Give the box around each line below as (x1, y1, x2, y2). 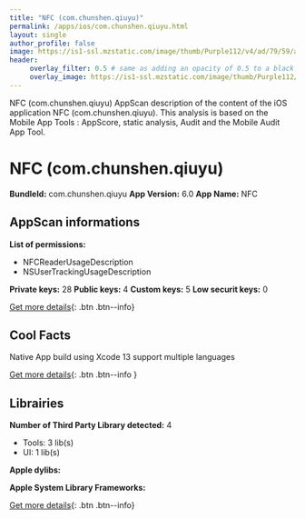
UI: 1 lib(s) (22, 447, 61, 458)
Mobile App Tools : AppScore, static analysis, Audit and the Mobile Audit (9, 116, 280, 127)
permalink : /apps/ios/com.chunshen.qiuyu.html (9, 22, 189, 31)
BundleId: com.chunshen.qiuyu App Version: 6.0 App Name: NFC (9, 188, 259, 199)
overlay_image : (29, 73, 88, 82)
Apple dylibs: (9, 464, 61, 475)
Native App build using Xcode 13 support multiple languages (9, 352, 236, 363)
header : (9, 55, 39, 65)
